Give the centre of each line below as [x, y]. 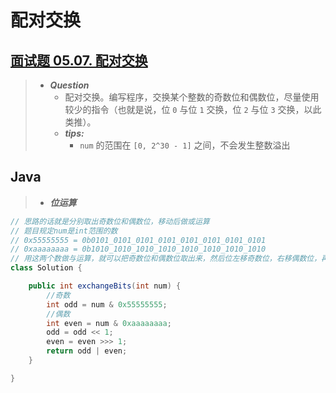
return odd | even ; [87, 351]
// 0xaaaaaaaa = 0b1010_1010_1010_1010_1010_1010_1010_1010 [138, 249]
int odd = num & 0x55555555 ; [107, 304]
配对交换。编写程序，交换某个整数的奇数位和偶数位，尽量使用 [192, 97]
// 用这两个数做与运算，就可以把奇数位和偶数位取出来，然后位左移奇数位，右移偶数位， [166, 259]
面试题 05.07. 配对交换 [79, 60]
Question [69, 85]
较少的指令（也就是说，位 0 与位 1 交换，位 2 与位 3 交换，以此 [193, 109]
